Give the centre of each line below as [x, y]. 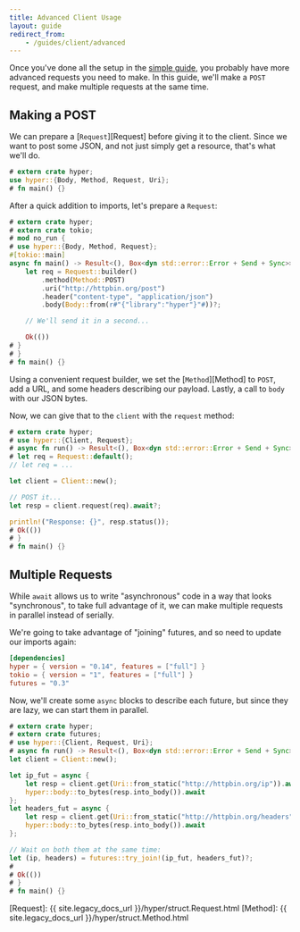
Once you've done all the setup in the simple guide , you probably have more [150, 68]
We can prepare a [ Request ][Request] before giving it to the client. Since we [148, 137]
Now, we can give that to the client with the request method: [122, 416]
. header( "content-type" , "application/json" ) [128, 297]
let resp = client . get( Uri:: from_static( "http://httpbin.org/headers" [159, 817]
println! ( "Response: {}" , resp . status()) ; [89, 522]
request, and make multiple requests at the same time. [109, 87]
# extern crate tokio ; [51, 230]
